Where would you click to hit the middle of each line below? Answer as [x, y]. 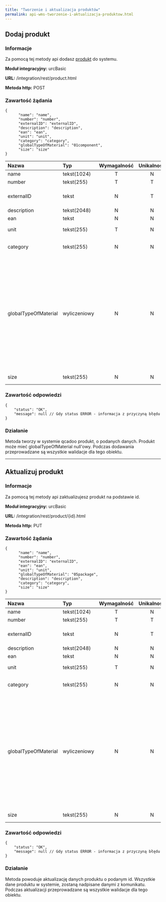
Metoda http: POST [25, 88]
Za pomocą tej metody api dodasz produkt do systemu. [61, 59]
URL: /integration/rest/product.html [41, 78]
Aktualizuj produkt [34, 472]
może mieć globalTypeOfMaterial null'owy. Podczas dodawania [70, 447]
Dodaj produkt [28, 34]
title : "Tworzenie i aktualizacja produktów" [53, 10]
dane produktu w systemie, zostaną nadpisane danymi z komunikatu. [75, 884]
